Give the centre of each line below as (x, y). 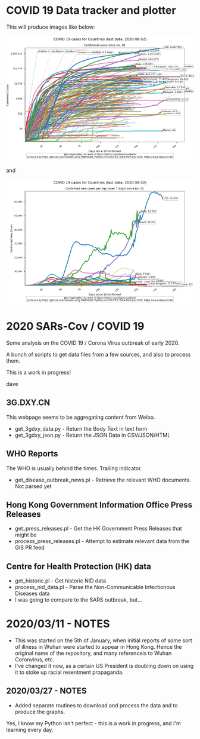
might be (26, 535)
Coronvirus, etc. (35, 660)
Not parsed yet (33, 486)
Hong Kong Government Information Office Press (99, 505)
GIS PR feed (29, 548)
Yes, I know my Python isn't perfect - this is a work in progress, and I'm (94, 723)
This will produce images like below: (51, 27)
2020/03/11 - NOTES (58, 624)
